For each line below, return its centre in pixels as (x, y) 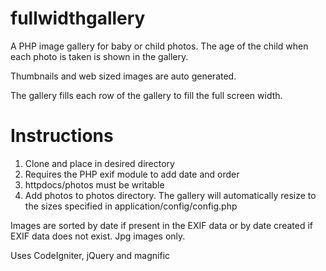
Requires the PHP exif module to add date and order (132, 174)
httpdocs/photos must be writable (94, 184)
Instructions (62, 136)
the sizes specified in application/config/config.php (131, 206)
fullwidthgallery (78, 18)
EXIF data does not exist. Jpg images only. (98, 236)
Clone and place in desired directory (99, 163)
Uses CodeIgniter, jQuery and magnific (90, 255)
